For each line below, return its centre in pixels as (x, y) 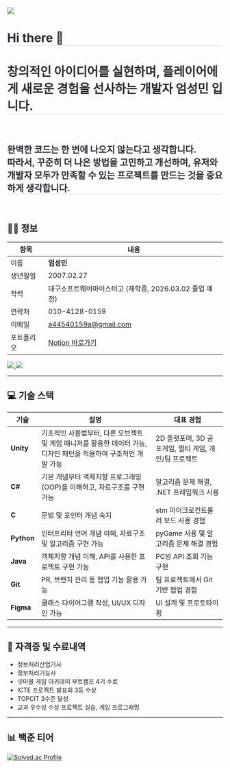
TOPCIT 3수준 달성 (43, 699)
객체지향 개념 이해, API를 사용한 (89, 556)
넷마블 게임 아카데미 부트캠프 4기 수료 (67, 682)
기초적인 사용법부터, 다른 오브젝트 (92, 433)
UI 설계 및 (171, 603)
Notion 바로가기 (73, 342)
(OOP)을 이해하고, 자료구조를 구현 (93, 487)
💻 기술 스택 (30, 396)
